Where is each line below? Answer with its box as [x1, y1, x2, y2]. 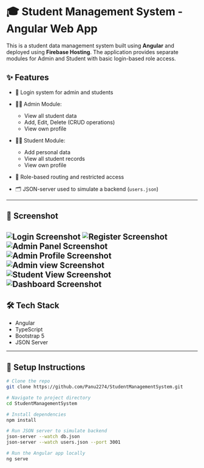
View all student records [24, 155, 85, 162]
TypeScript [15, 326, 43, 333]
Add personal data [24, 148, 71, 155]
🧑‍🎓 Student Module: [15, 137, 66, 144]
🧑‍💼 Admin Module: [15, 100, 62, 107]
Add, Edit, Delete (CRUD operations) [24, 118, 115, 126]
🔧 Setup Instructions [6, 362, 86, 372]
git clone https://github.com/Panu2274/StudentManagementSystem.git [6, 384, 183, 390]
